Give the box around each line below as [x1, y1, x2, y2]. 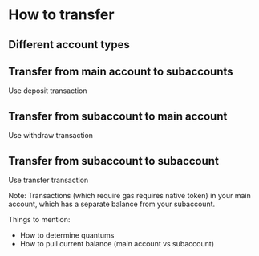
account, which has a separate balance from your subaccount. [8, 199, 216, 209]
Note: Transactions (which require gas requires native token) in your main [8, 191, 251, 201]
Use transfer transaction [8, 175, 89, 185]
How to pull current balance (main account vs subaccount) [19, 239, 215, 249]
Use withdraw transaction [8, 131, 94, 140]
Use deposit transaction [8, 86, 87, 95]
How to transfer [8, 6, 115, 24]
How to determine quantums [19, 230, 115, 240]
